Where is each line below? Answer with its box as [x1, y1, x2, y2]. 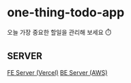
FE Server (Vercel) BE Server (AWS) [7, 68, 108, 76]
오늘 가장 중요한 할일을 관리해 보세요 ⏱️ [7, 28, 111, 36]
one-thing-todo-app [7, 5, 125, 20]
